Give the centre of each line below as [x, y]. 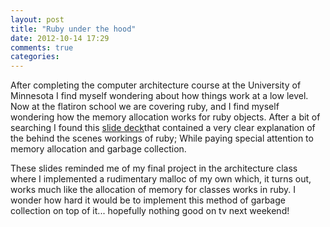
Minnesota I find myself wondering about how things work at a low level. [159, 96]
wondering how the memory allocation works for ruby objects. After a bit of [165, 117]
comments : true [42, 47]
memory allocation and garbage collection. [98, 149]
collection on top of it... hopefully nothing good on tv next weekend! [150, 211]
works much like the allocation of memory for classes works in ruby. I [153, 190]
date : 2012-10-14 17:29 [60, 38]
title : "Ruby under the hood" [73, 29]
